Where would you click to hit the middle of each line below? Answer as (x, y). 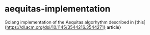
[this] (140, 22)
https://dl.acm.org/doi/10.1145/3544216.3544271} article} (63, 27)
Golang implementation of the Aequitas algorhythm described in (69, 22)
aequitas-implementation (58, 9)
